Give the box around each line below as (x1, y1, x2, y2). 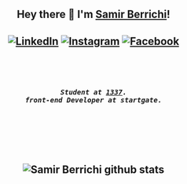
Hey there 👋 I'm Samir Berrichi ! (16, 8, 171, 21)
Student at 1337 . (60, 87, 127, 97)
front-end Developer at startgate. (24, 95, 163, 105)
